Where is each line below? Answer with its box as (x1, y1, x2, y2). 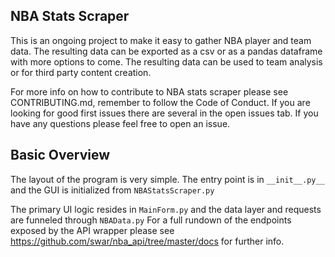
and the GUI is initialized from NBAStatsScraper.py (10, 184, 215, 196)
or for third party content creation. (10, 66, 152, 78)
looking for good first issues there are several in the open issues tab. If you (10, 107, 319, 119)
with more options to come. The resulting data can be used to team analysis (10, 55, 323, 68)
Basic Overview (10, 147, 111, 164)
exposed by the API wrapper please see (10, 224, 175, 236)
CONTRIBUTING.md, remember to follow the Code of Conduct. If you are (10, 96, 311, 108)
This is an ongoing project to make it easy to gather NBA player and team (10, 34, 312, 46)
